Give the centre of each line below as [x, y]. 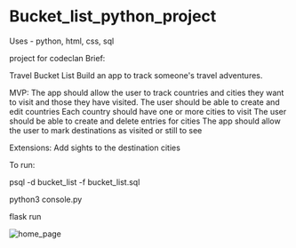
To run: [22, 164]
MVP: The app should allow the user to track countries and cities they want [147, 92]
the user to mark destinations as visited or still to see [106, 130]
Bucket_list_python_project [113, 16]
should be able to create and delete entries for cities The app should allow [145, 121]
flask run [25, 216]
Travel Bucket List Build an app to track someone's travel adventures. [136, 75]
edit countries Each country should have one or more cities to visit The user [148, 111]
